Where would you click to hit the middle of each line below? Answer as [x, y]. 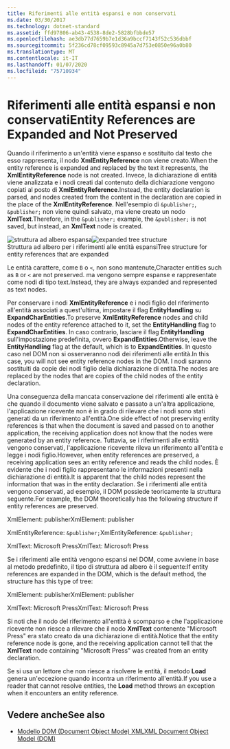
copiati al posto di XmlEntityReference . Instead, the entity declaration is [109, 190]
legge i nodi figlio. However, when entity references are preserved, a [103, 455]
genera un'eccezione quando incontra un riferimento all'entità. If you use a [112, 679]
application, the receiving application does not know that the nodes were [110, 433]
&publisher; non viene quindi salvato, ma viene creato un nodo [96, 212]
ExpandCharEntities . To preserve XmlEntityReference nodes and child [107, 318]
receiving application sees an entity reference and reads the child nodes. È [113, 462]
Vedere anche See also [56, 715]
